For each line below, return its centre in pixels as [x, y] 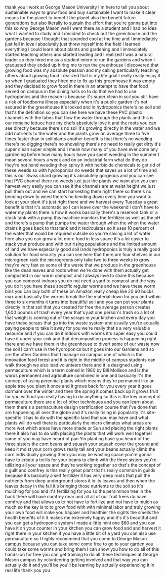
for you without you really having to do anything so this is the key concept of [83, 396]
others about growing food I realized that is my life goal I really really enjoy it [83, 76]
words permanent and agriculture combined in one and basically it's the [78, 375]
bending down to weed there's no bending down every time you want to [78, 197]
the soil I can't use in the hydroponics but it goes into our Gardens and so [80, 349]
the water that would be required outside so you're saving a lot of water [78, 233]
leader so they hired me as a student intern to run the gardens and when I [80, 60]
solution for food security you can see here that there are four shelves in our [83, 254]
